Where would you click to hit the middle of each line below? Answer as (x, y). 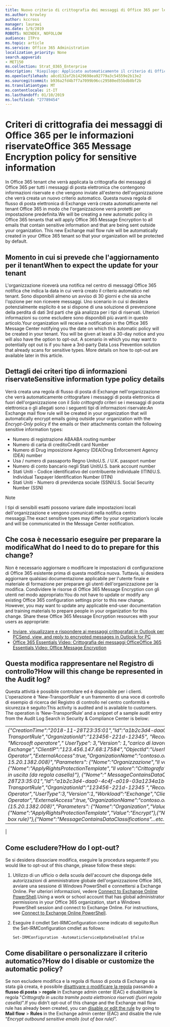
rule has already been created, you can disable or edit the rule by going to (82, 1008)
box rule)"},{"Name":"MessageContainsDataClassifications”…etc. (86, 819)
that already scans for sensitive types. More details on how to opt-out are (82, 350)
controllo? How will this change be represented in (84, 671)
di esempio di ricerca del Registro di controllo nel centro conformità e (77, 702)
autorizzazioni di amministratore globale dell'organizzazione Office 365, (88, 881)
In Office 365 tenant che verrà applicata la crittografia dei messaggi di (78, 182)
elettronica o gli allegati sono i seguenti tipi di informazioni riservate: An (79, 408)
